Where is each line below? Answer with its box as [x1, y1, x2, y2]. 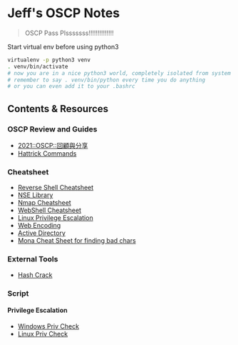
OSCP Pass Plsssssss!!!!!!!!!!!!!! [24, 29, 114, 37]
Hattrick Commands [17, 149, 77, 158]
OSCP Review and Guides [7, 124, 98, 134]
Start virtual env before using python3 [7, 42, 119, 51]
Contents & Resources [7, 102, 109, 115]
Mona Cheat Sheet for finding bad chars [17, 236, 137, 245]
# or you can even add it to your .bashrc [7, 83, 135, 90]
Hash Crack [17, 270, 53, 279]
